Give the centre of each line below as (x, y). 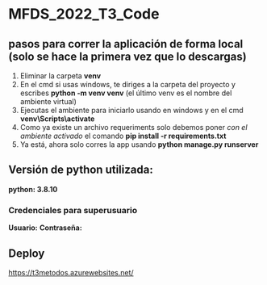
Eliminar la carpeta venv (60, 76)
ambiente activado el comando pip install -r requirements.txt (123, 136)
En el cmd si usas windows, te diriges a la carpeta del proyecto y (128, 84)
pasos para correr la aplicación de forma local (126, 44)
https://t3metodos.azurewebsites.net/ (71, 272)
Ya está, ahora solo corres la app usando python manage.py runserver (139, 145)
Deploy (27, 253)
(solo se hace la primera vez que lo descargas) (128, 56)
